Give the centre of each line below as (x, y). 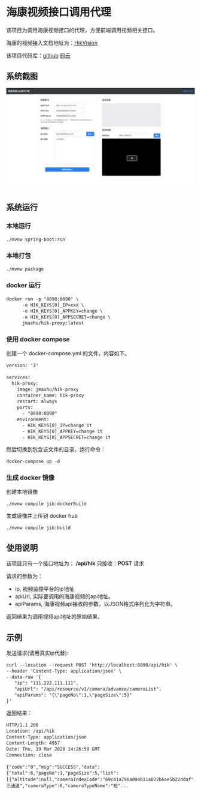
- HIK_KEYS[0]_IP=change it (57, 426)
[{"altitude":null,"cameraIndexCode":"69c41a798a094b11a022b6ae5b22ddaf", (101, 779)
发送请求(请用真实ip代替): (37, 653)
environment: (33, 420)
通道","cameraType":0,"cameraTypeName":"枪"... (69, 786)
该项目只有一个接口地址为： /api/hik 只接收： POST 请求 (75, 563)
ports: (25, 408)
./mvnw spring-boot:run (36, 240)
